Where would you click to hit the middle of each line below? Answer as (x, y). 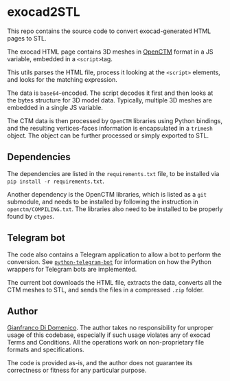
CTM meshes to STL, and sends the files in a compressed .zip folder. (106, 290)
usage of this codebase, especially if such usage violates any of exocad (109, 335)
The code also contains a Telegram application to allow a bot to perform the (114, 254)
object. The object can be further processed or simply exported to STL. (108, 135)
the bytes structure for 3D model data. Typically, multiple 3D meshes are (110, 100)
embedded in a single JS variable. (55, 107)
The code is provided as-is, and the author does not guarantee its (100, 363)
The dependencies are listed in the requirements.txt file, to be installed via (113, 173)
